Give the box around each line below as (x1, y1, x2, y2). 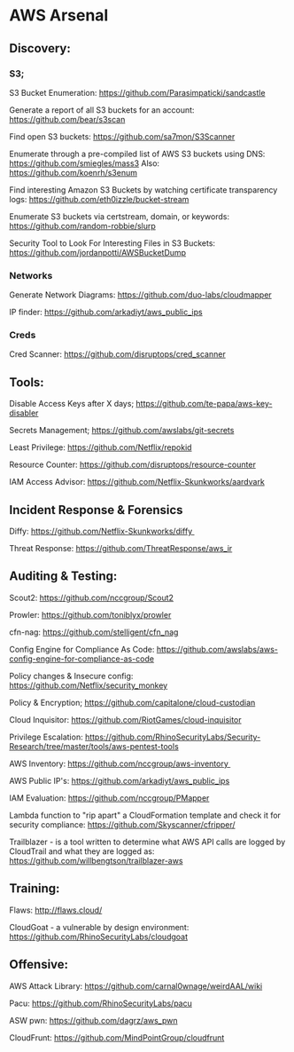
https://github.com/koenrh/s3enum (9, 167, 137, 178)
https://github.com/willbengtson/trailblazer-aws (9, 855, 183, 866)
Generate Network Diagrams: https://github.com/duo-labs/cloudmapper (9, 289, 272, 300)
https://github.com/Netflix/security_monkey (9, 680, 168, 691)
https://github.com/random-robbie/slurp (9, 220, 157, 231)
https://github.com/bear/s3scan (9, 114, 126, 124)
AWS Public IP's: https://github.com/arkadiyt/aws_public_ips (9, 775, 230, 786)
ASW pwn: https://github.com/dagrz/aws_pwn (9, 1015, 179, 1025)
